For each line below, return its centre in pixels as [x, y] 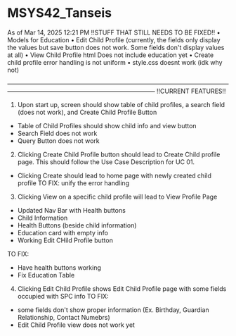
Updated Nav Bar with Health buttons [72, 210]
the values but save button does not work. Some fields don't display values [116, 47]
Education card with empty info [63, 232]
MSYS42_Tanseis [60, 13]
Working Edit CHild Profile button [65, 240]
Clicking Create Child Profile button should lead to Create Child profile [119, 154]
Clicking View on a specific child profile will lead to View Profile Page [117, 197]
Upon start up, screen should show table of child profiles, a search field [121, 104]
